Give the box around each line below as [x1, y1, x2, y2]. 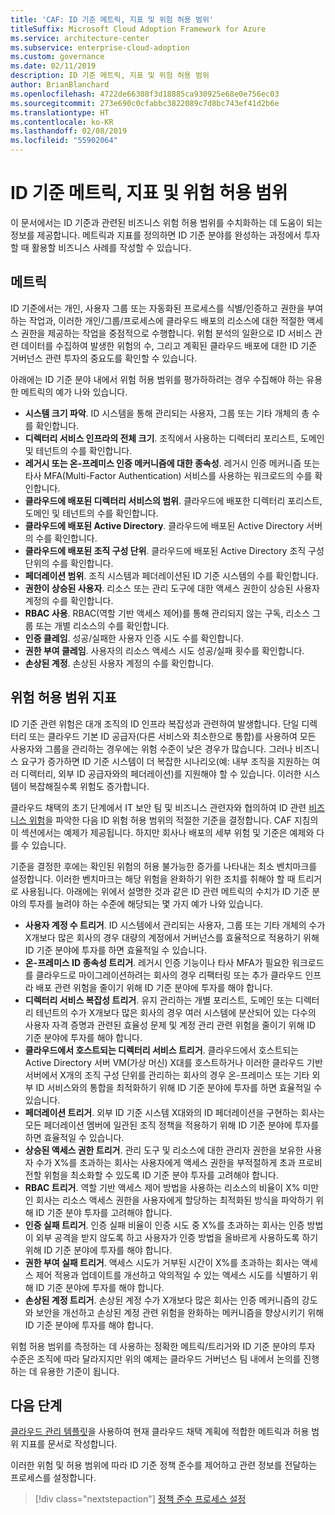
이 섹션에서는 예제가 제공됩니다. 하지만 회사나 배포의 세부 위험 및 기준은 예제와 [10, 826, 315, 838]
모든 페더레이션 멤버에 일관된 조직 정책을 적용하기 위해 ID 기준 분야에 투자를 [24, 1119, 320, 1131]
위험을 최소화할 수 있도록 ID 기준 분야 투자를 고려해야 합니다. [43, 1169, 279, 1181]
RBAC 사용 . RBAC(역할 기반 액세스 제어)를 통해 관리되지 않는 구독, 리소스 [24, 607, 311, 619]
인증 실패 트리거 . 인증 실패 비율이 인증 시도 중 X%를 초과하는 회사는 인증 [24, 1219, 305, 1231]
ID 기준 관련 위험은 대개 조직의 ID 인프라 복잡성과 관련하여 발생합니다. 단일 [10, 717, 300, 730]
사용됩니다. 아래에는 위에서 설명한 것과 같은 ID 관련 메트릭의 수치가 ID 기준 [20, 885, 310, 897]
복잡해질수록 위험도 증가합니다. [28, 780, 150, 792]
